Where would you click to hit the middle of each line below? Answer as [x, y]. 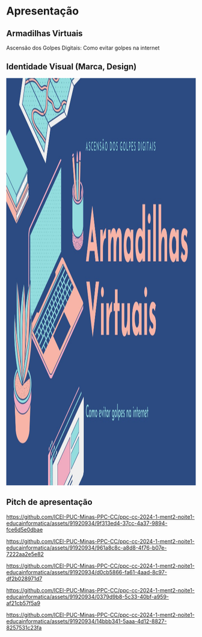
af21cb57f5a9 [23, 603]
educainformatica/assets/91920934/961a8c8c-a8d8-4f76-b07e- [87, 548]
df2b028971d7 [24, 578]
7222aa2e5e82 [25, 554]
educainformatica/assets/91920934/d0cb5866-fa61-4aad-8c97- [87, 572]
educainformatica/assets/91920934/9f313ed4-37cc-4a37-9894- [87, 523]
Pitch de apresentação [49, 502]
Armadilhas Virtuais [44, 33]
